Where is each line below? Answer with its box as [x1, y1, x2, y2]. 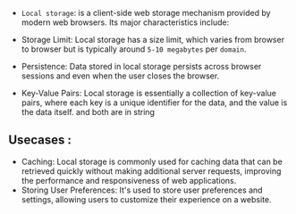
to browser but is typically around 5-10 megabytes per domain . [21, 44, 247, 54]
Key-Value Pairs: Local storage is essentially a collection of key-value [21, 88, 276, 98]
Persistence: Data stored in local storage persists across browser [21, 62, 262, 71]
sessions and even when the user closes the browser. [21, 70, 220, 81]
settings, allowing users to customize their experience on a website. [21, 193, 272, 204]
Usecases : [8, 133, 72, 148]
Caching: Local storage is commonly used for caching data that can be [21, 156, 283, 167]
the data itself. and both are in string [21, 107, 156, 117]
